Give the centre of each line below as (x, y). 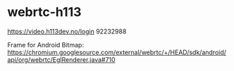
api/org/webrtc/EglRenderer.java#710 (61, 59)
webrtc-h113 (44, 12)
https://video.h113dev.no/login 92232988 (67, 31)
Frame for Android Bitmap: (46, 45)
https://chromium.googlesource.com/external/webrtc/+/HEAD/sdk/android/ (117, 52)
